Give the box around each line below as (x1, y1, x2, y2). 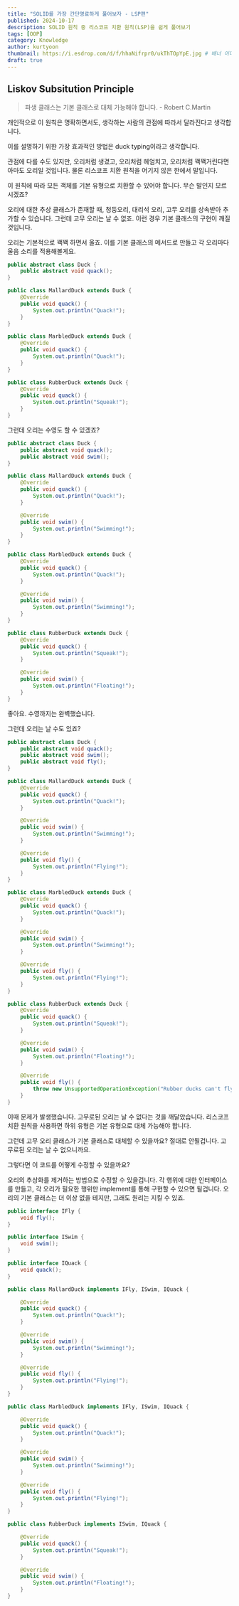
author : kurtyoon (7, 43, 59, 50)
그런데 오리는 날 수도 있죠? (7, 724, 81, 733)
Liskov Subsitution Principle (7, 83, 134, 95)
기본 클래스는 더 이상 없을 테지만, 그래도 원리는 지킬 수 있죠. (20, 1193, 186, 1202)
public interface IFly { (7, 1207, 81, 1215)
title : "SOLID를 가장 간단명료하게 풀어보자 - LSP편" (7, 10, 149, 18)
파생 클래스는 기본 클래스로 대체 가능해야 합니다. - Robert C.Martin (24, 102, 211, 111)
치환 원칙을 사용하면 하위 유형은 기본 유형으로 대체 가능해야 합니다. (7, 1121, 191, 1129)
